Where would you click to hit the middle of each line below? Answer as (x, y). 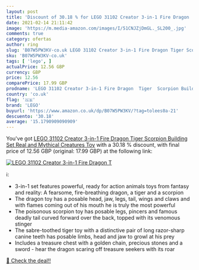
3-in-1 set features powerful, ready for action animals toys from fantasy (102, 187)
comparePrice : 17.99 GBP (37, 83)
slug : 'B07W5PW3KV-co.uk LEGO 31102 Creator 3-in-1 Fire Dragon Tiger (95, 50)
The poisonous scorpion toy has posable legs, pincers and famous (96, 211)
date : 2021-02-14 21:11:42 (39, 22)
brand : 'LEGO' (24, 105)
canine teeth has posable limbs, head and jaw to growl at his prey (94, 237)
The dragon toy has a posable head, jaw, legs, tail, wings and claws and (102, 199)
